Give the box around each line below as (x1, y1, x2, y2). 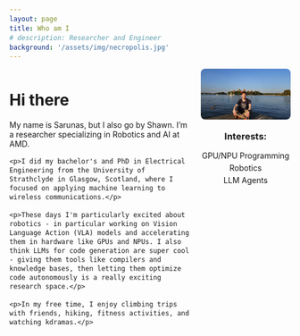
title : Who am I (9, 23, 70, 33)
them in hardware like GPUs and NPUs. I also (9, 238, 181, 247)
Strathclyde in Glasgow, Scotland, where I (9, 175, 174, 184)
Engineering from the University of (9, 166, 146, 175)
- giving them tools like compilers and (9, 256, 162, 265)
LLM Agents (222, 175, 268, 186)
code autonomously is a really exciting (9, 273, 162, 282)
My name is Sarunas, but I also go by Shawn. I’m (9, 120, 187, 130)
